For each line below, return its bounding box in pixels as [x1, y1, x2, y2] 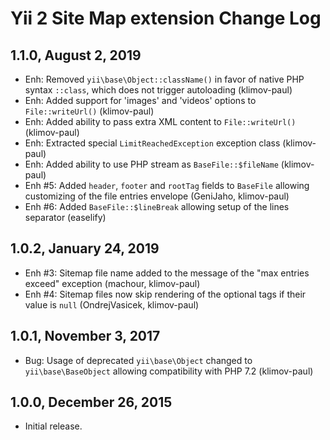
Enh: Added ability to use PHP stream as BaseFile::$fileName [24, 158, 279, 170]
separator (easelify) [24, 212, 107, 223]
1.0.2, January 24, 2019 [10, 240, 160, 257]
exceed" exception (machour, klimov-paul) [24, 277, 201, 289]
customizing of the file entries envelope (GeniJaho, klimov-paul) [24, 190, 290, 202]
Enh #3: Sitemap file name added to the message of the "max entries [24, 267, 310, 279]
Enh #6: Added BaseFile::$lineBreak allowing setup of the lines [24, 201, 290, 212]
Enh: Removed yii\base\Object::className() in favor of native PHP [24, 73, 305, 85]
